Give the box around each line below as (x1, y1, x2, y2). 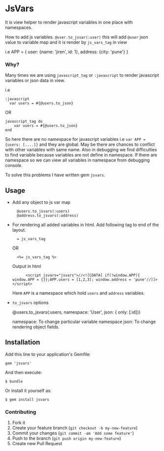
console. (5, 162, 23, 168)
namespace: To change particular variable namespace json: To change (12, 319, 156, 325)
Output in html (12, 263, 41, 269)
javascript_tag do (5, 119, 43, 124)
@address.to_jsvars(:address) (17, 213, 79, 218)
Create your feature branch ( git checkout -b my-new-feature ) (12, 425, 138, 431)
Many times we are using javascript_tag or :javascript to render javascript (5, 72, 159, 78)
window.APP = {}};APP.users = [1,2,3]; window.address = (12, 277, 132, 282)
